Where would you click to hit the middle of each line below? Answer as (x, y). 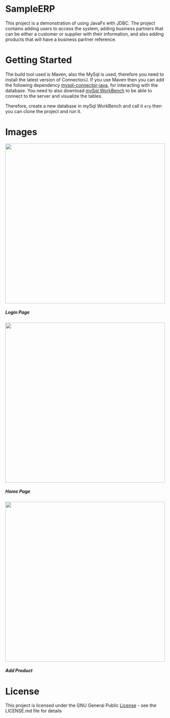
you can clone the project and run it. (43, 111)
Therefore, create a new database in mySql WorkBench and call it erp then (83, 106)
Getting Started (39, 60)
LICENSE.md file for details (34, 711)
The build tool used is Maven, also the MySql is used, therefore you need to (85, 74)
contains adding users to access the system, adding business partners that (84, 28)
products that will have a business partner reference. (61, 39)
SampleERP (30, 9)
